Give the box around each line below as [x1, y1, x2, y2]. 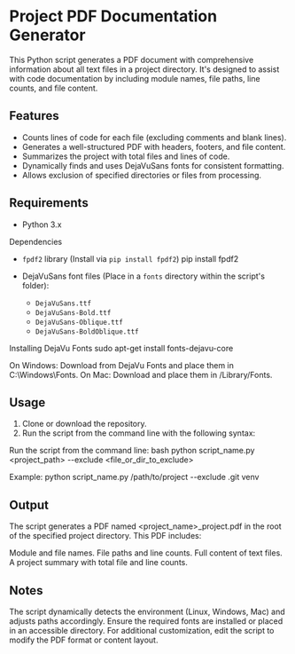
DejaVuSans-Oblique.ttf [35, 318, 124, 327]
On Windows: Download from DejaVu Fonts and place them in [9, 359, 235, 370]
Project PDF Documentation [9, 6, 218, 27]
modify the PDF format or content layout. [9, 634, 159, 645]
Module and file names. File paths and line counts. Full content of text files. [9, 548, 283, 558]
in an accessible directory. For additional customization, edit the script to [9, 626, 275, 635]
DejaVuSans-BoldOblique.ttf [35, 327, 139, 336]
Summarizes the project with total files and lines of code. [21, 151, 230, 162]
